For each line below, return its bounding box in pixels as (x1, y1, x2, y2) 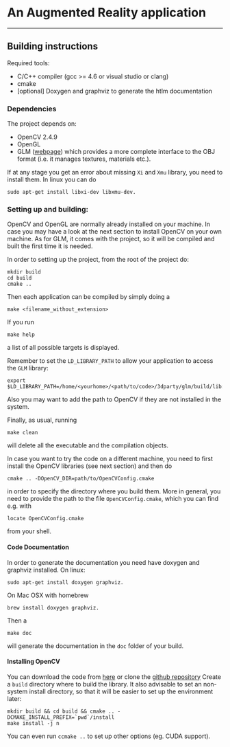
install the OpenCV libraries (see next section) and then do (7, 462, 172, 470)
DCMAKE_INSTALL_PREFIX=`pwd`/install (7, 713, 115, 721)
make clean (7, 430, 38, 436)
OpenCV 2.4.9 (16, 133, 58, 142)
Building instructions (7, 41, 98, 52)
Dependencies (7, 104, 57, 113)
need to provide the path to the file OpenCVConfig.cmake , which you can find (7, 495, 219, 503)
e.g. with (7, 502, 32, 510)
